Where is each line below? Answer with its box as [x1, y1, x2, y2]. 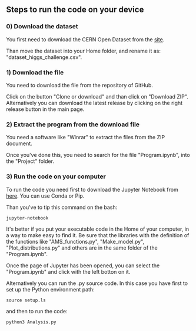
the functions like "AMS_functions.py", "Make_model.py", [6, 238, 145, 245]
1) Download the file [6, 68, 64, 76]
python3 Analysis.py [6, 319, 57, 325]
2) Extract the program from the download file [6, 120, 140, 129]
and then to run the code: [6, 307, 68, 314]
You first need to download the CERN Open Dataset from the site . [6, 35, 165, 43]
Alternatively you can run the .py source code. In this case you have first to [6, 280, 188, 287]
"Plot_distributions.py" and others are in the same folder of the [6, 244, 158, 251]
